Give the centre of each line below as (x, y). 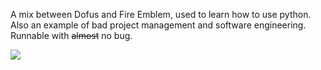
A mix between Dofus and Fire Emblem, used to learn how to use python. (161, 14)
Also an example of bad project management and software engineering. (158, 25)
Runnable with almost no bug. (71, 35)
